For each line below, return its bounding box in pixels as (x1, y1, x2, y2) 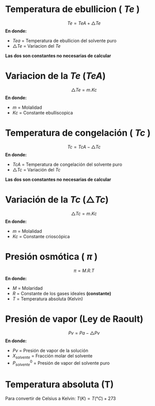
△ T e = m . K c (71, 87, 97, 93)
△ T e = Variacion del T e (12, 43, 61, 49)
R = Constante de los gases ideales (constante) (12, 290, 111, 296)
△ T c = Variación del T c (12, 166, 61, 172)
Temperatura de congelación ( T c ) (5, 127, 151, 139)
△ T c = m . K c (71, 211, 97, 217)
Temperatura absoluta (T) (5, 379, 114, 390)
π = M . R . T (73, 267, 94, 274)
